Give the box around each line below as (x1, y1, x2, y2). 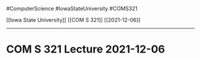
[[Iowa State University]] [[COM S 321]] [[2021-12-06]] (6, 17, 141, 23)
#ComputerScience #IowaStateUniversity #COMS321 (6, 5, 138, 12)
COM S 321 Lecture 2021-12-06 (6, 42, 166, 56)
